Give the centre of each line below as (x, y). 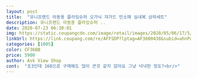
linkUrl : (17, 39)
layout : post (22, 11)
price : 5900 (21, 55)
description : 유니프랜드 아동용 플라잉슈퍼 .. (56, 22)
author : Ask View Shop (34, 60)
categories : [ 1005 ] (30, 45)
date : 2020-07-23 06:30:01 (39, 28)
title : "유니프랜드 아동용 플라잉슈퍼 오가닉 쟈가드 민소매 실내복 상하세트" (86, 17)
